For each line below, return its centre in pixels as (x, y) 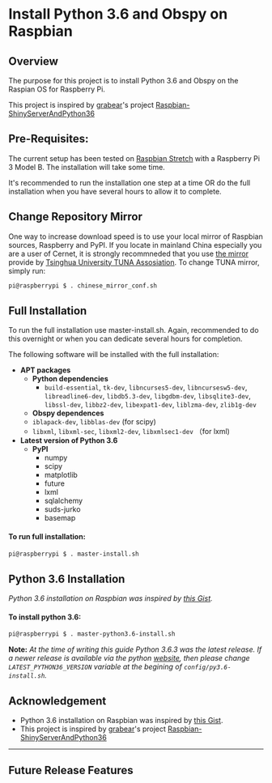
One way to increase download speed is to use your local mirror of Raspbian (136, 236)
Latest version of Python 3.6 (69, 440)
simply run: (27, 270)
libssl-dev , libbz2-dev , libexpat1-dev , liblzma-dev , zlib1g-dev (150, 405)
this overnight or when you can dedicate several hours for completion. (125, 339)
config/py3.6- (207, 668)
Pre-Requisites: (49, 139)
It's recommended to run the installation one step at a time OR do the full (130, 182)
